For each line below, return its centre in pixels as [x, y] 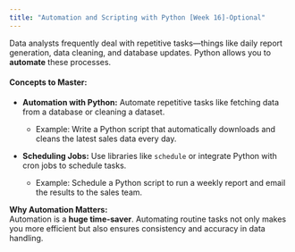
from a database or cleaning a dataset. [93, 112]
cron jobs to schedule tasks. [74, 165]
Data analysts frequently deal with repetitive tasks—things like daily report [146, 43]
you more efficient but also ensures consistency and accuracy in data [137, 228]
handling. [26, 238]
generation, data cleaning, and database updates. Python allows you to [140, 52]
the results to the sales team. [89, 192]
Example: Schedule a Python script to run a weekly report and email [160, 182]
